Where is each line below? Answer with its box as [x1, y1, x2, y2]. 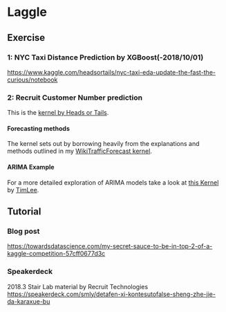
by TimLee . [7, 185, 39, 194]
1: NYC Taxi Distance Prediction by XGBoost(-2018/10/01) [7, 53, 204, 62]
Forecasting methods [7, 124, 70, 132]
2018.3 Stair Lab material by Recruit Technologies [7, 282, 149, 291]
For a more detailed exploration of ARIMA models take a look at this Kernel [7, 178, 219, 187]
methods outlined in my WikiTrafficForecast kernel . [7, 147, 152, 156]
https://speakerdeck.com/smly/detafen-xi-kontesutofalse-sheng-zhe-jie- [7, 290, 216, 298]
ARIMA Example [7, 163, 55, 171]
